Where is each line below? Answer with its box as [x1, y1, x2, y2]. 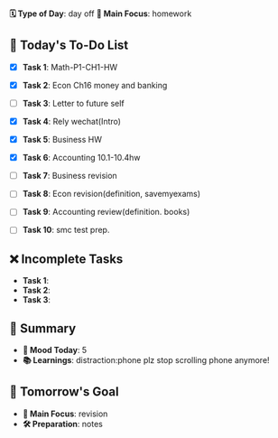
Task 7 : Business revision [22, 171, 117, 182]
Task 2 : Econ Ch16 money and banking [22, 79, 168, 90]
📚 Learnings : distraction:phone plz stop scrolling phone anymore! [22, 355, 270, 366]
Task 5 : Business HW [22, 135, 102, 145]
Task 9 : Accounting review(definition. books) [22, 207, 190, 218]
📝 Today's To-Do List [9, 38, 129, 53]
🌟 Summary [9, 321, 77, 336]
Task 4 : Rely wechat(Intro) [22, 116, 122, 126]
